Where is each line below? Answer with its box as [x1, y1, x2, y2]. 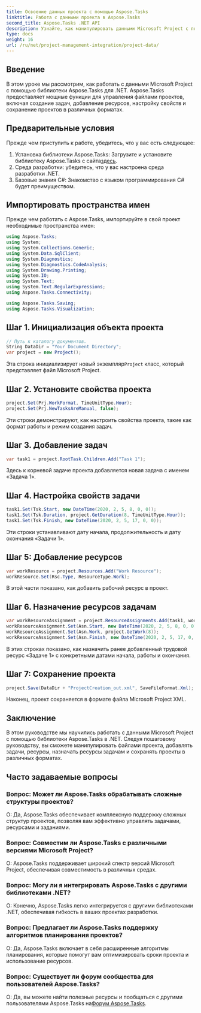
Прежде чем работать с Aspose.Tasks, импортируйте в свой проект [6, 216, 181, 223]
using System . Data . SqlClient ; [6, 250, 82, 257]
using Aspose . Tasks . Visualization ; [6, 306, 95, 312]
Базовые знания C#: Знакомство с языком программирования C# [14, 176, 185, 183]
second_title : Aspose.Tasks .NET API [6, 20, 100, 26]
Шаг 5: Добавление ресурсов [6, 552, 123, 562]
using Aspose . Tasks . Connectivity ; [6, 290, 93, 296]
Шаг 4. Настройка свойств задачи [6, 490, 141, 501]
